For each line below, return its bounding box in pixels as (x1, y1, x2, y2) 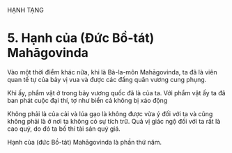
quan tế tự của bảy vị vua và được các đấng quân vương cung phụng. (7, 75, 207, 83)
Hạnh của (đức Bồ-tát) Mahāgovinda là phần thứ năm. (7, 138, 162, 146)
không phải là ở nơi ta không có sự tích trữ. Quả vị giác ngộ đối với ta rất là (7, 117, 221, 125)
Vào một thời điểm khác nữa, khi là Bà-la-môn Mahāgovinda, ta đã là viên (7, 67, 217, 76)
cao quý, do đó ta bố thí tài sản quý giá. (7, 124, 121, 133)
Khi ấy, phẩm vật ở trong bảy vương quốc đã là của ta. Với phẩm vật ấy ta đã (7, 88, 226, 97)
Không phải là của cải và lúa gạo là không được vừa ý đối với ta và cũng (7, 109, 213, 118)
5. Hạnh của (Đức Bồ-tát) (7, 31, 155, 46)
